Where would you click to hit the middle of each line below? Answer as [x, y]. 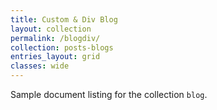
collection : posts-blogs [62, 47]
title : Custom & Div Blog [64, 19]
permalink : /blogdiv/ [55, 38]
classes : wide [40, 66]
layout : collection [51, 29]
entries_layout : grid [55, 57]
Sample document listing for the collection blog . [109, 94]
